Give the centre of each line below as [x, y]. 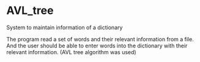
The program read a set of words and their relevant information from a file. [100, 39]
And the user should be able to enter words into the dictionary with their [97, 46]
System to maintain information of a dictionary [65, 27]
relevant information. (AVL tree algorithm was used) [71, 52]
